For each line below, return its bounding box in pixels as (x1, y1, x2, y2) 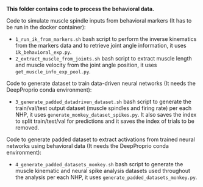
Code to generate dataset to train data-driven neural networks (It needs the (6, 79, 196, 87)
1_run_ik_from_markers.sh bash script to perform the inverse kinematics (15, 35, 197, 42)
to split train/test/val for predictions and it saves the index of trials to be (15, 117, 195, 125)
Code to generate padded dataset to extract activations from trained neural (6, 136, 195, 143)
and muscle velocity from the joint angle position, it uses (15, 61, 157, 68)
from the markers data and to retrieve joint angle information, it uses (15, 42, 187, 49)
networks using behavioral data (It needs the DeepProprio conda (6, 142, 169, 149)
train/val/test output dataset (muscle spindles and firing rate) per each (15, 105, 192, 112)
